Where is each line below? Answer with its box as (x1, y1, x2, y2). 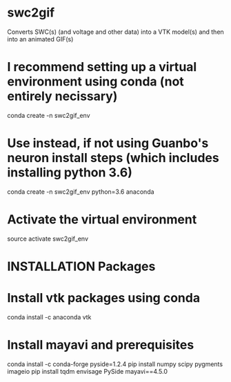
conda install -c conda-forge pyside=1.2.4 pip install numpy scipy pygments (7, 360, 223, 368)
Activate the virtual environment (7, 212, 197, 227)
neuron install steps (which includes (7, 150, 219, 166)
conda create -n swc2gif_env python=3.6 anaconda (7, 188, 154, 196)
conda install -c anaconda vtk (7, 312, 92, 321)
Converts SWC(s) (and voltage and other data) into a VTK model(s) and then (7, 28, 224, 36)
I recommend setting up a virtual (7, 59, 197, 75)
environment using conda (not (7, 74, 184, 90)
